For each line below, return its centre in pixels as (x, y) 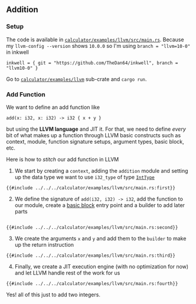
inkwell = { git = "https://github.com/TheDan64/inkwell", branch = (92, 63)
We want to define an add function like (53, 107)
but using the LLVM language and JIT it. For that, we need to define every (96, 129)
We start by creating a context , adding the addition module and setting (101, 170)
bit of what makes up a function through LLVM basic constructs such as (94, 135)
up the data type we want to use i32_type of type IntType (85, 177)
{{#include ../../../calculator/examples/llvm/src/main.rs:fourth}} (92, 283)
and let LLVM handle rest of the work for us (67, 273)
